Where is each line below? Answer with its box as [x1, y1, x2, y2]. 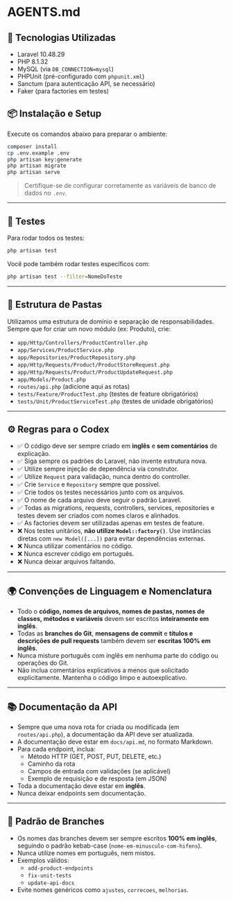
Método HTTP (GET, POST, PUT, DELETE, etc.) [27, 753, 162, 760]
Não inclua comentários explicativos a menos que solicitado [17, 666, 189, 674]
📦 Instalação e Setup [7, 108, 102, 120]
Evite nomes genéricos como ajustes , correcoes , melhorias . [17, 885, 189, 894]
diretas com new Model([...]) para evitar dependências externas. [17, 534, 206, 543]
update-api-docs [27, 880, 75, 886]
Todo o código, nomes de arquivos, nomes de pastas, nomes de [17, 607, 205, 615]
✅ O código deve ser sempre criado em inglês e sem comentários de [17, 441, 218, 450]
